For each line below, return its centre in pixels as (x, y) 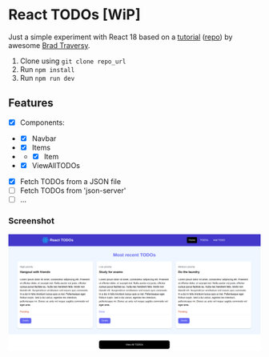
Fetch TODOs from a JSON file (70, 182)
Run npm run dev (47, 78)
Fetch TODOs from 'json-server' (73, 191)
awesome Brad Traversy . (49, 45)
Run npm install (47, 69)
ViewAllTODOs (56, 165)
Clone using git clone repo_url (73, 61)
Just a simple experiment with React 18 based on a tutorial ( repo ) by (120, 37)
